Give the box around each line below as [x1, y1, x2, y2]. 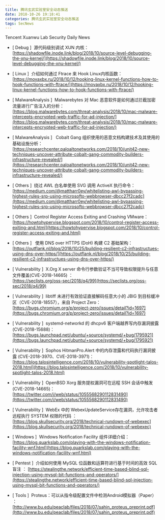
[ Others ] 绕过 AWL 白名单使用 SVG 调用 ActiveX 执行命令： [12, 183, 136, 189]
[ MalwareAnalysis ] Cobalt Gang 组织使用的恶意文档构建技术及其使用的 [12, 134, 160, 140]
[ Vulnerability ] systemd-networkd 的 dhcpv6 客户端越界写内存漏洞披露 [12, 321, 159, 326]
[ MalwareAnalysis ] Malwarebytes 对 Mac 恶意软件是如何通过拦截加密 [12, 97, 156, 103]
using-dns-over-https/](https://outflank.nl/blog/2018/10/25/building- [12, 251, 151, 257]
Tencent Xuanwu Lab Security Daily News [5, 34, 90, 40]
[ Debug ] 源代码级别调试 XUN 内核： [12, 45, 89, 51]
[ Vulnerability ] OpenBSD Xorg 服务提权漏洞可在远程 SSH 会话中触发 [12, 380, 153, 386]
